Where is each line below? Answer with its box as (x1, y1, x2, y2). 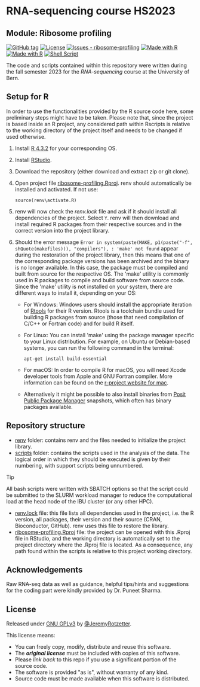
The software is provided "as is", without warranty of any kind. (14, 668, 169, 676)
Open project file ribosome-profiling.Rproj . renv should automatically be (14, 179, 192, 187)
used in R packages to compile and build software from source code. (14, 276, 185, 283)
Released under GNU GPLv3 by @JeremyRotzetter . (6, 620, 132, 627)
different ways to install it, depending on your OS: (14, 289, 137, 297)
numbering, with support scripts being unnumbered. (14, 462, 144, 469)
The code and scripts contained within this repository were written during (6, 62, 187, 69)
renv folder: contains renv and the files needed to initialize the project (14, 436, 186, 444)
